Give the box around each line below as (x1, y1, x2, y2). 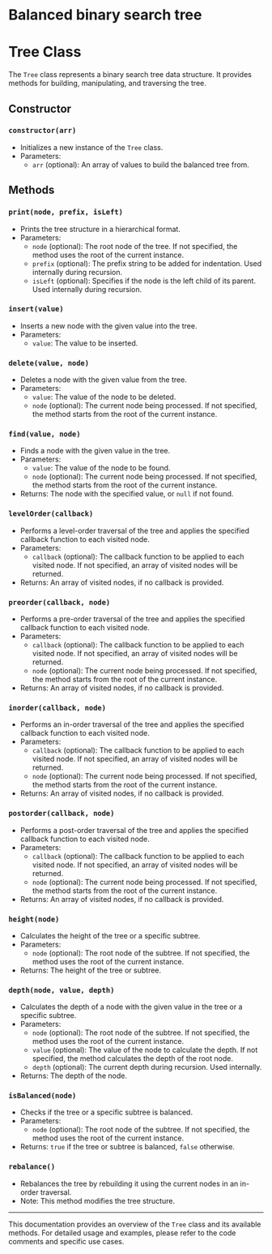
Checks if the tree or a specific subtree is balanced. (19, 1107, 193, 1117)
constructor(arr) (8, 126, 77, 135)
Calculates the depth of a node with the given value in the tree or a (19, 1002, 243, 1011)
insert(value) (8, 304, 64, 314)
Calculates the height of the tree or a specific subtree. (19, 930, 201, 940)
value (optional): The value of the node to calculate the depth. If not (32, 1045, 258, 1055)
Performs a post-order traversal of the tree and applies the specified (19, 825, 249, 835)
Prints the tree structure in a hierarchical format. (19, 224, 181, 234)
